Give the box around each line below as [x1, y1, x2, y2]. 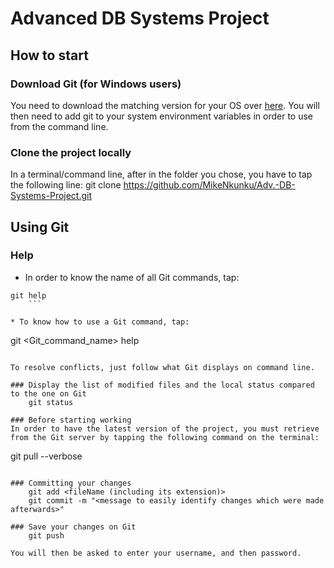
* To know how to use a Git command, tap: [10, 317, 190, 327]
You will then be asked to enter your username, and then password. [10, 548, 302, 558]
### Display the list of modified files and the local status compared [10, 380, 315, 390]
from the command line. [10, 120, 109, 132]
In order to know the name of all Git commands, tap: [24, 271, 240, 283]
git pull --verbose [10, 450, 83, 462]
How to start [10, 47, 89, 64]
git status [28, 397, 74, 407]
